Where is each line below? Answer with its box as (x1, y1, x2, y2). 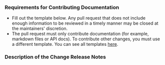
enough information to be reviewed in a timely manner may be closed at (11, 20, 159, 26)
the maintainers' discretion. (11, 26, 68, 32)
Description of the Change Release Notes (4, 54, 106, 61)
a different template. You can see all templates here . (11, 41, 118, 47)
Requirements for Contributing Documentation (4, 4, 119, 11)
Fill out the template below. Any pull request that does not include (11, 15, 146, 21)
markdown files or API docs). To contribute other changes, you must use (11, 36, 161, 42)
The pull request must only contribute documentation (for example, (11, 31, 149, 37)
